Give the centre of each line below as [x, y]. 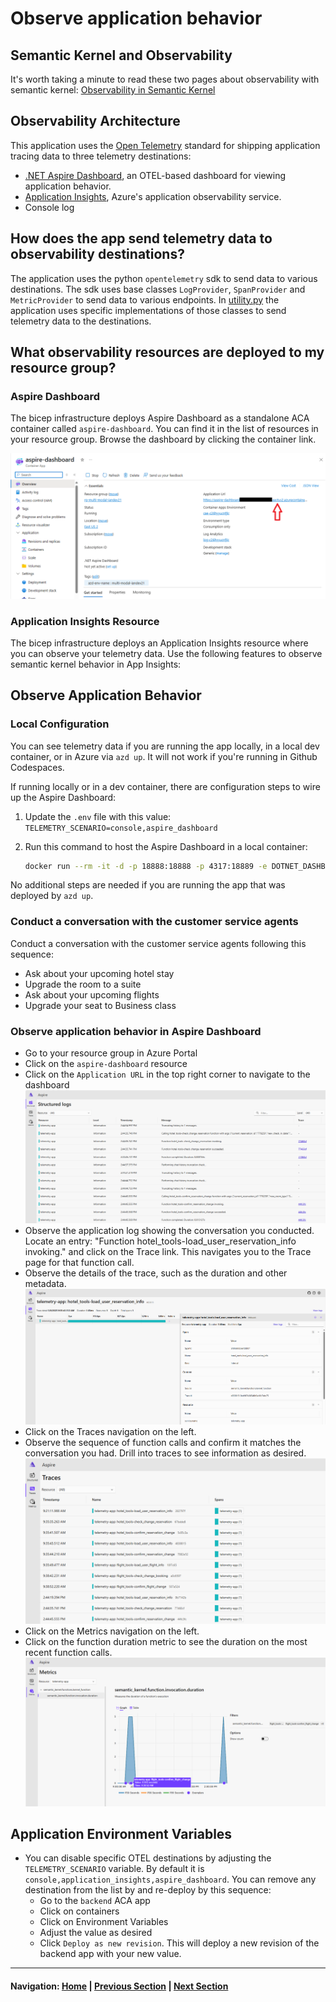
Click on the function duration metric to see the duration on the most [166, 1642]
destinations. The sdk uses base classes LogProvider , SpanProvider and [158, 289]
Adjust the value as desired [96, 1933]
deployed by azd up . [52, 896]
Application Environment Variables [121, 1833]
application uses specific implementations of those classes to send [148, 310]
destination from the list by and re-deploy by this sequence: [148, 1890]
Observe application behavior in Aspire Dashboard [136, 1031]
